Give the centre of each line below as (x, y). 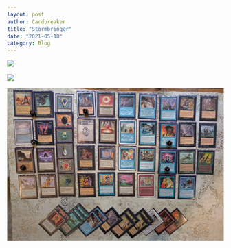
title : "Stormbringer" (40, 29)
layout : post (26, 14)
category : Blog (29, 44)
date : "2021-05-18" (35, 36)
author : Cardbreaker (37, 22)
